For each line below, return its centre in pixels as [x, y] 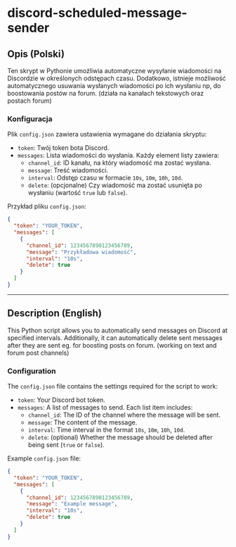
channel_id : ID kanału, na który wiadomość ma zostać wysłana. [119, 163]
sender [28, 28]
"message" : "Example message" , [72, 504]
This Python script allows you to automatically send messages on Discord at [118, 330]
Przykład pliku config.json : [47, 206]
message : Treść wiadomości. [68, 170]
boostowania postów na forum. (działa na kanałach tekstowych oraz [106, 93]
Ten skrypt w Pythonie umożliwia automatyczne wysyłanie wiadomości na [114, 71]
